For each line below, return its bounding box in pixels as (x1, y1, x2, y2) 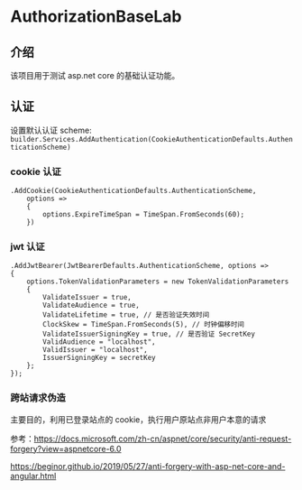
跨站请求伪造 (10, 392, 67, 404)
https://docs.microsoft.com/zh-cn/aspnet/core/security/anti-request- (33, 433, 292, 444)
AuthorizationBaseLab (10, 6, 182, 27)
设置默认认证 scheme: (10, 125, 93, 135)
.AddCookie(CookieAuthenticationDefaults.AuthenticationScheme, (10, 187, 257, 196)
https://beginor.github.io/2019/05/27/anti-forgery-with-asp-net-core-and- (10, 460, 286, 471)
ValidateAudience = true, (42, 300, 141, 310)
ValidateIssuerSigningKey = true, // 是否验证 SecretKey (42, 329, 256, 339)
